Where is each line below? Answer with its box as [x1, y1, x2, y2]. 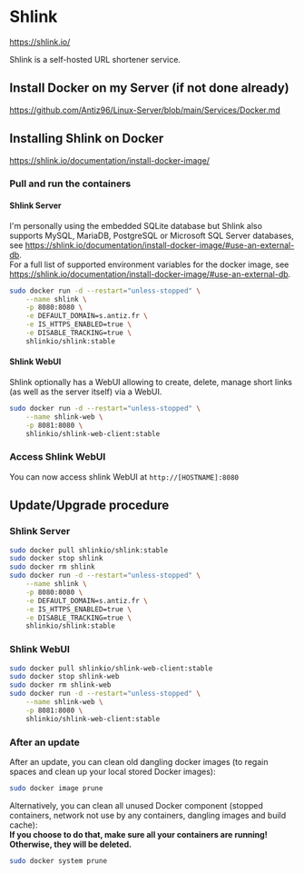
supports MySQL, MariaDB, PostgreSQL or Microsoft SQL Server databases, [9, 230, 295, 241]
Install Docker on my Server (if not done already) [9, 80, 290, 96]
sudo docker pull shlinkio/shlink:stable [9, 545, 169, 555]
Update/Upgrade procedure [9, 498, 170, 513]
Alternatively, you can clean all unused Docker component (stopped [9, 800, 263, 810]
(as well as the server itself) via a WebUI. [9, 386, 162, 397]
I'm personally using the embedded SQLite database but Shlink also [9, 220, 263, 231]
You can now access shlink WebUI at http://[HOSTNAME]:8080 [9, 471, 239, 482]
